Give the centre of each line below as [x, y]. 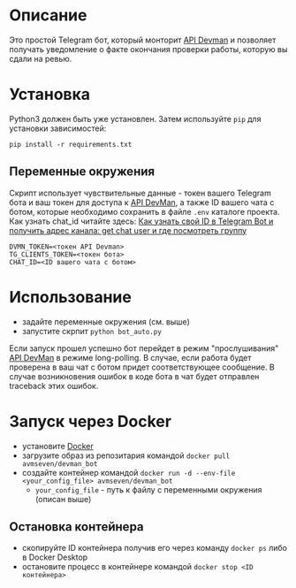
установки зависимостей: [58, 128]
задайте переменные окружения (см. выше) [106, 321]
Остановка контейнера [76, 527]
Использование [71, 297]
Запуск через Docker [91, 421]
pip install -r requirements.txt [71, 144]
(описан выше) [63, 499]
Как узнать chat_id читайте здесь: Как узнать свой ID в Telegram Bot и [141, 221]
